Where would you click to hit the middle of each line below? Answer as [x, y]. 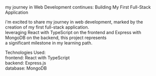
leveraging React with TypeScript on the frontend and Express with [73, 32]
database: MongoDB [26, 68]
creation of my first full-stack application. [47, 27]
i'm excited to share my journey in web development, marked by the [74, 22]
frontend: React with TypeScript [38, 58]
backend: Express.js [26, 63]
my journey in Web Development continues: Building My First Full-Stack [78, 7]
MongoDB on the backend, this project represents [56, 38]
